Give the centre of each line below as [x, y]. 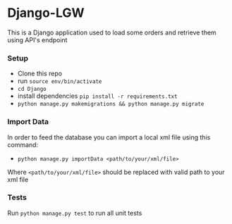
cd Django [32, 89]
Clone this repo [39, 74]
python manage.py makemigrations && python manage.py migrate [111, 104]
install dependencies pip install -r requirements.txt [97, 96]
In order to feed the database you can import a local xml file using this [109, 137]
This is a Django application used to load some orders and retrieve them [112, 32]
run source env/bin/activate [60, 81]
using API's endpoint [37, 39]
